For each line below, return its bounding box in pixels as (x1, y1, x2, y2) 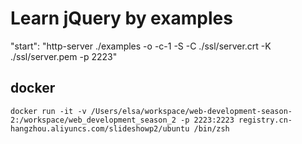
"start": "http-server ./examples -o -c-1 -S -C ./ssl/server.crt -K (10, 40, 272, 52)
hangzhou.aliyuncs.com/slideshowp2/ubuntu (10, 123, 190, 134)
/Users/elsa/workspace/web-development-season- (90, 106, 293, 116)
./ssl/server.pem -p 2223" (10, 50, 118, 62)
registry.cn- (238, 115, 293, 125)
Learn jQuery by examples (10, 7, 233, 30)
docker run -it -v (10, 106, 87, 116)
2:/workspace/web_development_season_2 (10, 115, 177, 125)
